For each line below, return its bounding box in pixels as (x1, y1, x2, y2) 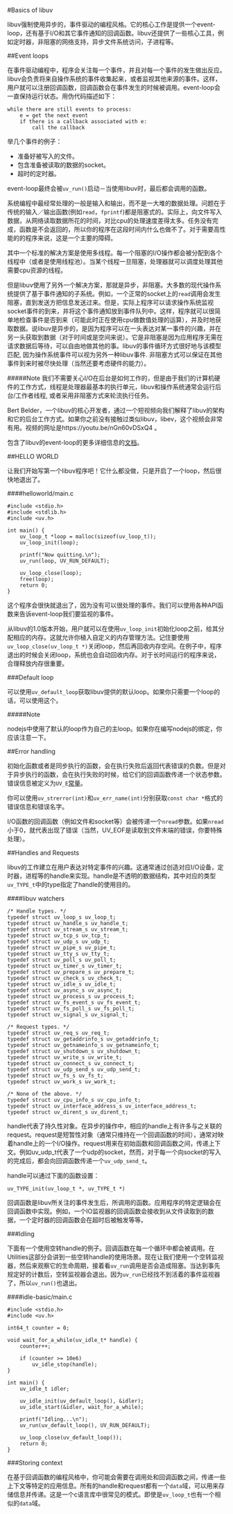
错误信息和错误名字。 (7, 803, 68, 810)
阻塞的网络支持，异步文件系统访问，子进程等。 (43, 38, 178, 46)
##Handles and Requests (7, 849, 80, 857)
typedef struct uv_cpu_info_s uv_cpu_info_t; (7, 1096, 141, 1103)
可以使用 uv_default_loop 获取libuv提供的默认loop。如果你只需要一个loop (7, 688, 214, 695)
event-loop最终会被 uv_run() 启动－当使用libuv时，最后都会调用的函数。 (7, 184, 211, 192)
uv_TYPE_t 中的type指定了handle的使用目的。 (7, 881, 135, 888)
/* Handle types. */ (7, 908, 67, 915)
